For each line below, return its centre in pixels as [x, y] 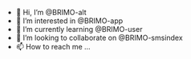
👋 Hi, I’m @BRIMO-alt [51, 12]
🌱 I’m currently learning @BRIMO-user [79, 29]
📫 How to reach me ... [53, 47]
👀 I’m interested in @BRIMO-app [69, 21]
